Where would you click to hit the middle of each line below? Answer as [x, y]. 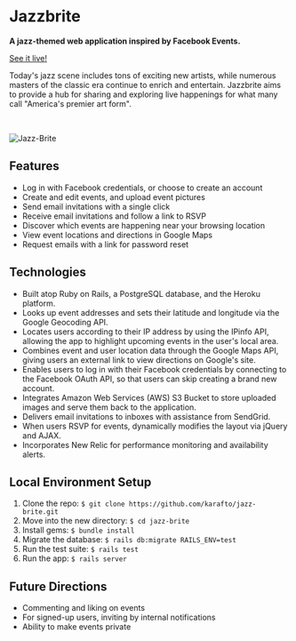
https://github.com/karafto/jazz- [192, 504]
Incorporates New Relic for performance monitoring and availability [145, 445]
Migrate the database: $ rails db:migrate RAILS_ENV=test [129, 540]
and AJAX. [42, 435]
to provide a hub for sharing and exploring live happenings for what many [144, 94]
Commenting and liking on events [83, 608]
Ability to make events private [76, 627]
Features [34, 166]
